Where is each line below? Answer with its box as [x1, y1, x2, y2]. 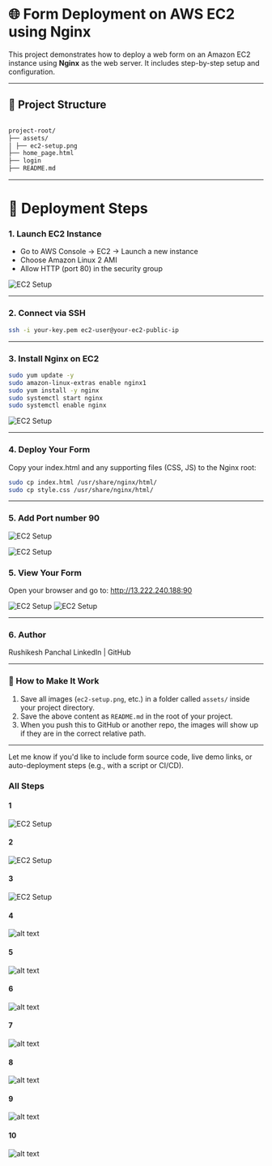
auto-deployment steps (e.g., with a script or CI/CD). [8, 760, 184, 770]
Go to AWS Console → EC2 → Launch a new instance [19, 247, 198, 257]
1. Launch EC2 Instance [8, 228, 102, 240]
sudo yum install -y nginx [8, 387, 100, 395]
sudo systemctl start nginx [8, 394, 104, 402]
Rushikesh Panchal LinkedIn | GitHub [8, 647, 131, 658]
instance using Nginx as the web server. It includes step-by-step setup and [8, 58, 261, 67]
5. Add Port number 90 [8, 512, 100, 524]
